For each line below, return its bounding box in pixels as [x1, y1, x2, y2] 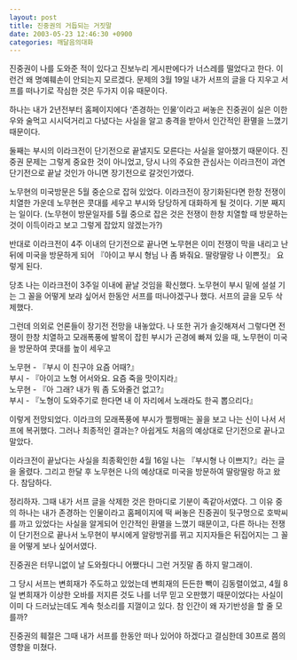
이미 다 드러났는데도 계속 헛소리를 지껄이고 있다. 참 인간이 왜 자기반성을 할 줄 [9, 600, 274, 611]
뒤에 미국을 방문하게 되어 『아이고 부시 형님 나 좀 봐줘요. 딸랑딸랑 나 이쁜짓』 [9, 250, 275, 260]
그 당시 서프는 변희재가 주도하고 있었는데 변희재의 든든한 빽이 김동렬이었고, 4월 [9, 578, 282, 589]
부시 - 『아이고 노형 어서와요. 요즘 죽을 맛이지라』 [9, 373, 182, 384]
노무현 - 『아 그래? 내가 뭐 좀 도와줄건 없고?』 [9, 384, 168, 395]
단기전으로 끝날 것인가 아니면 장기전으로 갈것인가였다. [9, 168, 194, 179]
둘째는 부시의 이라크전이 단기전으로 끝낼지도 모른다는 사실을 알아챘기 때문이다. [9, 146, 279, 156]
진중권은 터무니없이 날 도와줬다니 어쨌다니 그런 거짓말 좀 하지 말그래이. [9, 560, 253, 570]
